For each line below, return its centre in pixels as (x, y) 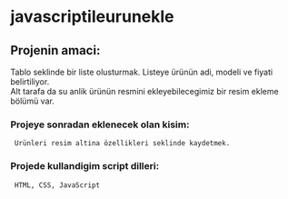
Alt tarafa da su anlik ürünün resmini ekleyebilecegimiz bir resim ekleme (145, 91)
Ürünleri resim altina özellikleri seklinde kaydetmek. (122, 144)
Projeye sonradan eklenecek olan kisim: (100, 124)
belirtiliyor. (30, 82)
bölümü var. (33, 101)
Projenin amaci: (55, 50)
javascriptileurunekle (93, 17)
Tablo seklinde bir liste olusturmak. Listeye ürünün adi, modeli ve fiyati (142, 72)
